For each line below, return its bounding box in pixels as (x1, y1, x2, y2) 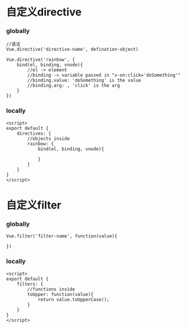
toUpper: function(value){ (27, 291, 94, 297)
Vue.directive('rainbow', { (6, 57, 76, 63)
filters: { (17, 281, 44, 287)
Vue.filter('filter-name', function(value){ (6, 233, 118, 239)
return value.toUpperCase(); (37, 297, 110, 302)
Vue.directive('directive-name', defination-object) (6, 47, 139, 53)
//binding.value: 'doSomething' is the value (27, 77, 142, 83)
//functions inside (27, 286, 76, 292)
